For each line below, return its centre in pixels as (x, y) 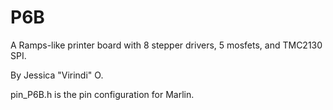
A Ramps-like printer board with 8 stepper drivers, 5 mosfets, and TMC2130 (166, 45)
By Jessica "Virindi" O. (57, 75)
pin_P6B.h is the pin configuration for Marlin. (102, 94)
